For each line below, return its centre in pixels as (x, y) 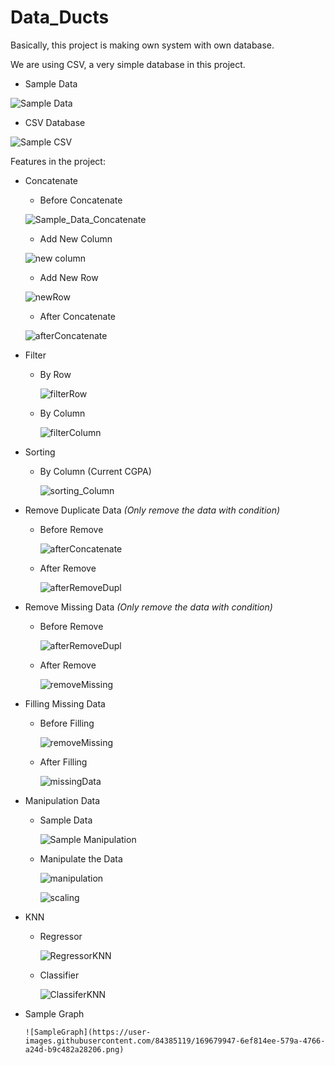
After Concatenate (78, 316)
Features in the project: (58, 161)
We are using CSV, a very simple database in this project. (128, 64)
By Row (55, 374)
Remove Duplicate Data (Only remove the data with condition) (152, 510)
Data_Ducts (60, 17)
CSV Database (55, 122)
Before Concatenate (81, 200)
